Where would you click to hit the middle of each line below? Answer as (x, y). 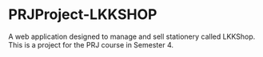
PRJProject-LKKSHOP (83, 15)
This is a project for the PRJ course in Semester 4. (91, 44)
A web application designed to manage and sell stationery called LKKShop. (132, 36)
